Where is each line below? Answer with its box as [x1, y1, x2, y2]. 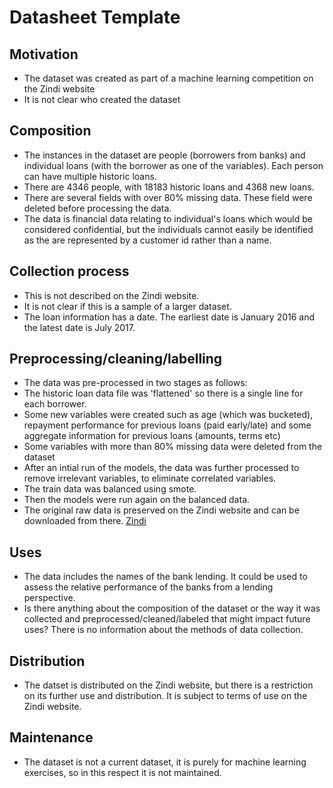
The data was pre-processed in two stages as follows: [23, 377, 248, 389]
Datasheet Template [9, 6, 181, 29]
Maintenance [9, 729, 94, 746]
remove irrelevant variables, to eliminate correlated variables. [23, 472, 277, 485]
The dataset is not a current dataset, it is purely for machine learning [23, 756, 307, 768]
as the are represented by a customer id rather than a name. [23, 234, 272, 246]
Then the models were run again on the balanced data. [23, 494, 251, 506]
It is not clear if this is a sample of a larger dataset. [23, 300, 232, 312]
